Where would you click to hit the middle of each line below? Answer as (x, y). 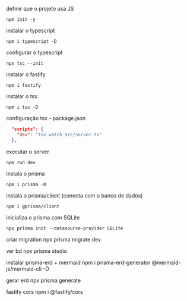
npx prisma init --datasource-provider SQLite (65, 228)
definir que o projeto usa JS (40, 9)
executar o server (28, 152)
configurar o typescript (34, 52)
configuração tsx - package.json (46, 118)
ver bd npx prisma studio (37, 251)
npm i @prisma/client (33, 206)
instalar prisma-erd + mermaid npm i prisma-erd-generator (78, 262)
